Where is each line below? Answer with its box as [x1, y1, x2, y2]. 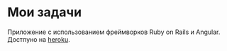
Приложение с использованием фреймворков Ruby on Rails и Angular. [7, 28, 221, 36]
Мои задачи [7, 4, 82, 21]
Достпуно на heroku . [7, 35, 70, 43]
